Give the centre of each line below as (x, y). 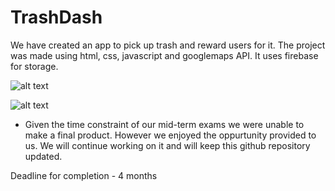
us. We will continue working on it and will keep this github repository (167, 145)
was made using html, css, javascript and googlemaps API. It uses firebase (164, 55)
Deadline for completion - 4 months (84, 175)
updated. (43, 156)
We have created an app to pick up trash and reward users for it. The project (168, 45)
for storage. (34, 66)
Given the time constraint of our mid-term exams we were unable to (164, 124)
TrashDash (56, 17)
